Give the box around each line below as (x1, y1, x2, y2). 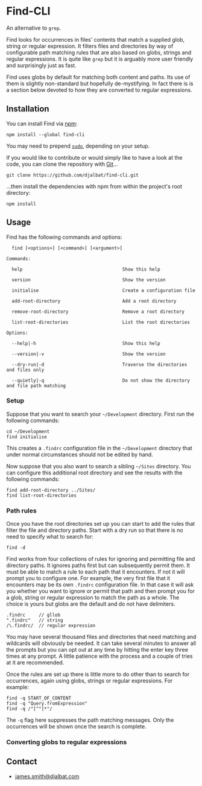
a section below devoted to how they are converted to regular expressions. (6, 86, 192, 93)
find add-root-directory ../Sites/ (6, 487, 96, 493)
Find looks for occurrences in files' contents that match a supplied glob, (6, 36, 185, 43)
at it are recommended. (6, 659, 65, 666)
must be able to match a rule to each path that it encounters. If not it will (6, 568, 185, 575)
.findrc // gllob (6, 612, 61, 618)
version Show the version (11, 277, 166, 283)
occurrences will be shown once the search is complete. (6, 723, 147, 730)
